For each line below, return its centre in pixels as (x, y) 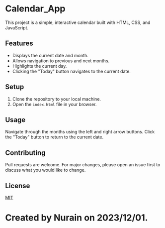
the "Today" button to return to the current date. (54, 137)
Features (19, 44)
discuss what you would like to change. (45, 170)
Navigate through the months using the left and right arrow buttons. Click (80, 132)
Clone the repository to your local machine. (56, 99)
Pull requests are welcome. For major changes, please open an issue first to (83, 165)
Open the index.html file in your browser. (54, 104)
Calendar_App (35, 9)
